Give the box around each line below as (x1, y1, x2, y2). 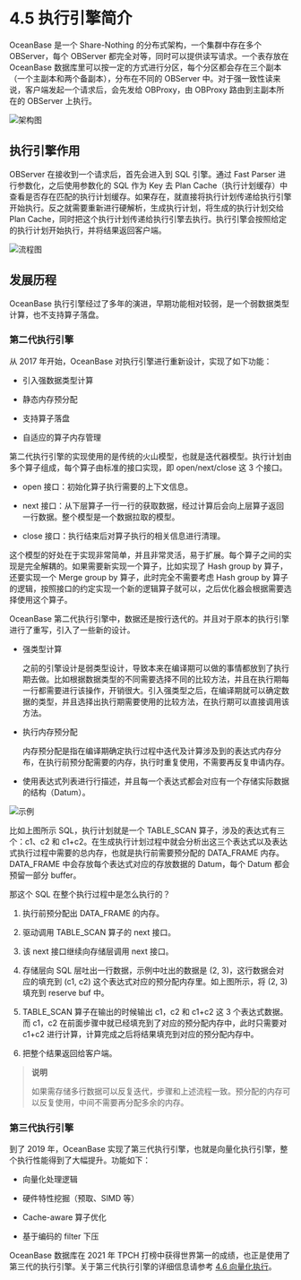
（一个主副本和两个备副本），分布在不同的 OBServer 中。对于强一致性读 (9, 73, 273, 83)
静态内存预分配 (21, 393, 78, 404)
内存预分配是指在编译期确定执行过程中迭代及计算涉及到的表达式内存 (21, 745, 274, 756)
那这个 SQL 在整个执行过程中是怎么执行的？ (9, 889, 171, 899)
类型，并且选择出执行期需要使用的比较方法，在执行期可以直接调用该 (38, 696, 289, 707)
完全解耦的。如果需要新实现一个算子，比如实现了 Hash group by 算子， (24, 561, 288, 571)
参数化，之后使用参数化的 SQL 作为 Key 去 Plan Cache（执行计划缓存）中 (16, 180, 288, 191)
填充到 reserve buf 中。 (21, 987, 109, 998)
